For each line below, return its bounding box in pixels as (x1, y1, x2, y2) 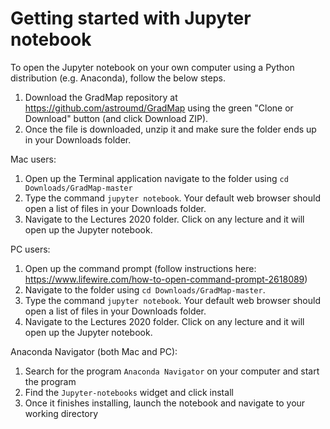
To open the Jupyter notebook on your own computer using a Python (10, 61, 295, 73)
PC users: (10, 243, 51, 255)
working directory (24, 407, 99, 419)
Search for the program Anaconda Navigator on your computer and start (24, 365, 320, 377)
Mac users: (10, 153, 57, 165)
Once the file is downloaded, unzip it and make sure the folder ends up (24, 123, 317, 135)
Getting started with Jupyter (10, 7, 252, 30)
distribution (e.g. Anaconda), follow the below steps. (10, 72, 226, 84)
